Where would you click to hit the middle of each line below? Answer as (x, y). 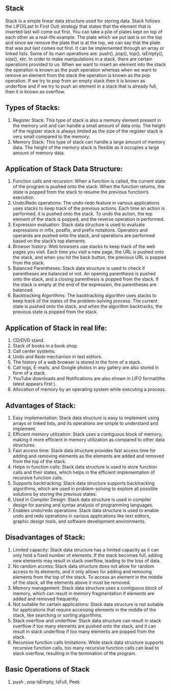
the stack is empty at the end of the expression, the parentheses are (84, 285)
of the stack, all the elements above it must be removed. (72, 582)
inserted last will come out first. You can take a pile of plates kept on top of (84, 32)
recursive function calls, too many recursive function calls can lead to (86, 647)
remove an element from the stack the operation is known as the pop (78, 75)
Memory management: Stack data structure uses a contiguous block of (88, 588)
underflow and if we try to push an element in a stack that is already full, (81, 86)
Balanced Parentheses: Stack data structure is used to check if (79, 268)
